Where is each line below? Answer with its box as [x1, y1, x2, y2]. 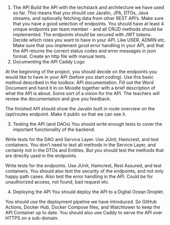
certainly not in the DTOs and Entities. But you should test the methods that [5, 147, 164, 153]
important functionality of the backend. [12, 126, 96, 132]
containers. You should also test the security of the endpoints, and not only [5, 168, 164, 174]
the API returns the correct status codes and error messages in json [12, 48, 156, 54]
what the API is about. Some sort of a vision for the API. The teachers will [5, 91, 160, 96]
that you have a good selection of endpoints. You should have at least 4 [12, 20, 164, 27]
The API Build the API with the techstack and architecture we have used [12, 5, 164, 10]
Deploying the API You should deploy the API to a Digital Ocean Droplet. [12, 189, 164, 195]
